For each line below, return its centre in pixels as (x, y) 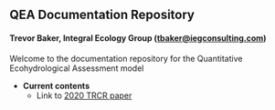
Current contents (56, 85)
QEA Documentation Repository (102, 15)
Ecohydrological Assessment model (77, 68)
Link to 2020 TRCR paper (84, 95)
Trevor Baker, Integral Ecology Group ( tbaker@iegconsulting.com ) (138, 38)
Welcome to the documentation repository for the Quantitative (126, 58)
